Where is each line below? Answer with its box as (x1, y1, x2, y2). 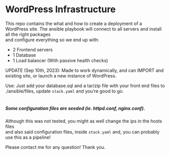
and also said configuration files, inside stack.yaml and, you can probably (5, 128, 160, 135)
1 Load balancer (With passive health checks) (12, 57, 108, 63)
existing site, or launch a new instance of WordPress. (5, 72, 117, 79)
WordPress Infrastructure (5, 4, 116, 15)
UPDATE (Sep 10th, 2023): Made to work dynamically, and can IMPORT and (5, 67, 164, 73)
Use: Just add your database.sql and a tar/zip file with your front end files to (5, 83, 165, 89)
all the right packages (5, 31, 51, 37)
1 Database (12, 52, 37, 58)
